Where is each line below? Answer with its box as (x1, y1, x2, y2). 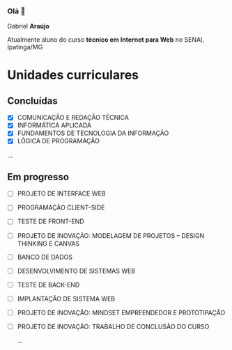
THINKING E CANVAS (17, 239, 80, 248)
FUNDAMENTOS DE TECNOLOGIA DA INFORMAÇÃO (17, 129, 169, 138)
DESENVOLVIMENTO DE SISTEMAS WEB (17, 267, 136, 275)
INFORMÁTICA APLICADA (17, 121, 92, 129)
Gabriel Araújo (7, 22, 50, 31)
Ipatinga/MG (7, 43, 43, 51)
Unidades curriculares (7, 67, 139, 83)
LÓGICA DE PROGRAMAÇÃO (17, 137, 100, 145)
